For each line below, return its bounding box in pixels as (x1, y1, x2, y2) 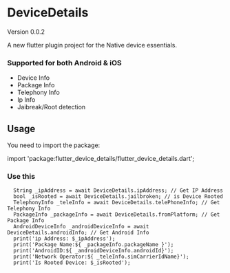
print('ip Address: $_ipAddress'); (13, 235, 116, 242)
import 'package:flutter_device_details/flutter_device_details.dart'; (7, 155, 195, 163)
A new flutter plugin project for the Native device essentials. (7, 41, 178, 49)
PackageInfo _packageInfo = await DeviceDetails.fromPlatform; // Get (13, 211, 220, 218)
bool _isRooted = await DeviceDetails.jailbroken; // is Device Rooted (13, 193, 224, 200)
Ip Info (17, 96, 36, 104)
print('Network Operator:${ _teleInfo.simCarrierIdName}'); (13, 253, 189, 261)
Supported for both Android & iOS (7, 58, 122, 67)
